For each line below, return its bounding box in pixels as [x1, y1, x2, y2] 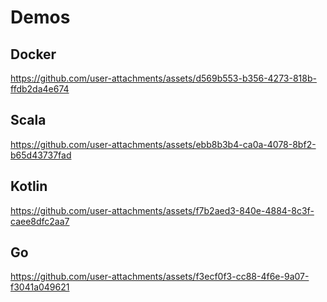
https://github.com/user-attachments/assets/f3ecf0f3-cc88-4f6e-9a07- [10, 271, 310, 283]
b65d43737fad [10, 149, 72, 161]
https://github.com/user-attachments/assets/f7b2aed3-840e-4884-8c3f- [10, 204, 315, 216]
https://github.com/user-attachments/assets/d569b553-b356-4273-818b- [10, 72, 317, 84]
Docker [10, 46, 57, 63]
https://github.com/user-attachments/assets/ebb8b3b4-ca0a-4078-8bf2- [10, 138, 317, 150]
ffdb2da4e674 [10, 83, 70, 95]
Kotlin [10, 178, 48, 195]
